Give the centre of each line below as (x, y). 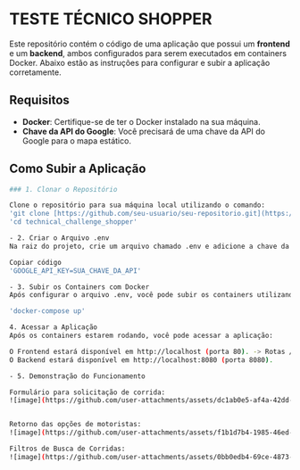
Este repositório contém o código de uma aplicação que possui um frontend (150, 44)
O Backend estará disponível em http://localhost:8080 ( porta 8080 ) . (142, 360)
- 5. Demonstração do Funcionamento (77, 376)
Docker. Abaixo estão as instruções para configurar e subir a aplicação (140, 62)
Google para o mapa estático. (77, 140)
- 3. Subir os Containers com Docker (79, 287)
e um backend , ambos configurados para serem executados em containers (148, 53)
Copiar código (36, 262)
